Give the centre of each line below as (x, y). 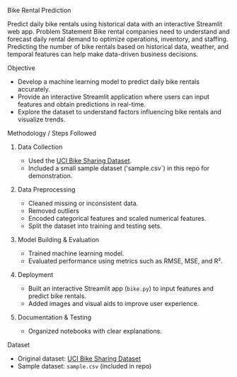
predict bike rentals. (57, 296)
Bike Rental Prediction (39, 10)
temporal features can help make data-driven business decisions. (103, 54)
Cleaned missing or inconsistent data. (83, 203)
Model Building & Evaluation (58, 240)
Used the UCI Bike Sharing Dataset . (80, 160)
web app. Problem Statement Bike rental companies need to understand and (118, 32)
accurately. (34, 89)
